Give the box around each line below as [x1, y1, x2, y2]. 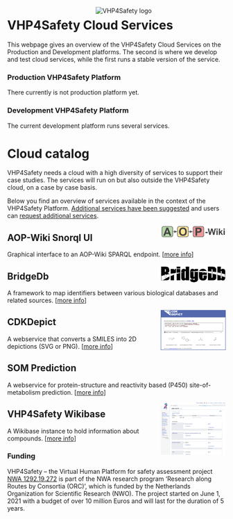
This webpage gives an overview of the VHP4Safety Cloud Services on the [7, 40, 222, 49]
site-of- [189, 381, 212, 389]
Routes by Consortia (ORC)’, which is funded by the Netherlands [7, 481, 191, 490]
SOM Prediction [7, 362, 77, 374]
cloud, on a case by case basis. [7, 183, 97, 192]
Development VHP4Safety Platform [7, 106, 130, 115]
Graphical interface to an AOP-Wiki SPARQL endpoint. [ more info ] [7, 250, 194, 258]
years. [7, 504, 26, 512]
